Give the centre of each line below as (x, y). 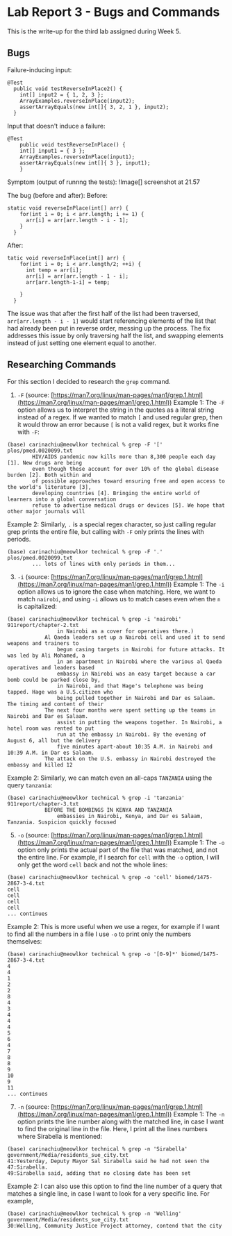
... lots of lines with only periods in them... (104, 564)
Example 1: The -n (199, 1114)
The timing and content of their (56, 704)
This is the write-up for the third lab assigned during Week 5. (94, 31)
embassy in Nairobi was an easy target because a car (136, 674)
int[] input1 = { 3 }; (52, 151)
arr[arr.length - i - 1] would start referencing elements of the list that (112, 321)
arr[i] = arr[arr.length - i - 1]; (77, 220)
